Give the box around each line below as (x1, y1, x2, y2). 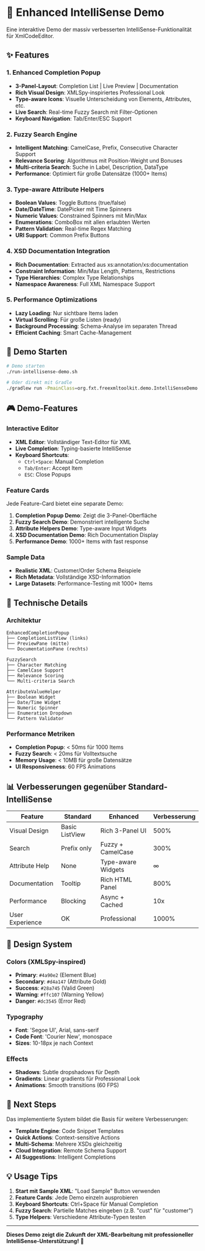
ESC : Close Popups (24, 470, 71, 478)
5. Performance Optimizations (6, 295, 98, 304)
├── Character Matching (6, 662, 67, 669)
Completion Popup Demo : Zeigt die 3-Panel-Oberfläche (15, 512, 157, 519)
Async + (100, 893, 124, 902)
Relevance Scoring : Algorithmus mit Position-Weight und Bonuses (15, 157, 183, 164)
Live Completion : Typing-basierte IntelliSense (15, 445, 131, 452)
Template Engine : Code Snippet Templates (15, 1127, 124, 1135)
